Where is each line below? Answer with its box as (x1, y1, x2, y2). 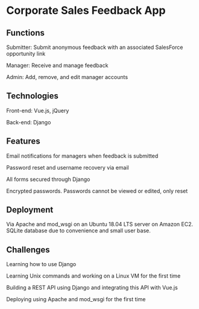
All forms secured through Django (6, 176, 90, 183)
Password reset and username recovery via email (6, 164, 129, 171)
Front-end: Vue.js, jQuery (6, 107, 69, 114)
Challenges (6, 244, 50, 255)
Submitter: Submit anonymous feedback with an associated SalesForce (6, 43, 183, 51)
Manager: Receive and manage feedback (6, 62, 109, 69)
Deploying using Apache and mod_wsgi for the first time (6, 296, 146, 303)
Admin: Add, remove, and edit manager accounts (6, 74, 128, 80)
